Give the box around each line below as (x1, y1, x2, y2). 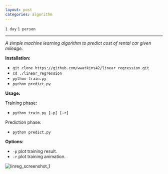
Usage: (5, 90, 21, 96)
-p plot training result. (12, 148, 57, 154)
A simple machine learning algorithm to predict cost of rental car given (5, 40, 151, 46)
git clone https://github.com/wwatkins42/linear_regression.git (12, 65, 149, 70)
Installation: (5, 55, 31, 61)
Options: (5, 138, 24, 145)
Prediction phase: (5, 119, 41, 125)
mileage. (5, 45, 23, 51)
